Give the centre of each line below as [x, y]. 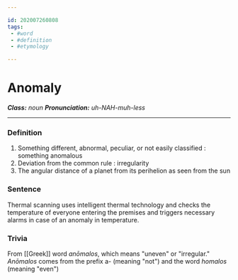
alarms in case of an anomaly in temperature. [73, 220]
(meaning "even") [33, 269]
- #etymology [30, 47]
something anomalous [50, 156]
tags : [15, 27]
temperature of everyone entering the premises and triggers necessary [111, 212]
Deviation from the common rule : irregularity [83, 163]
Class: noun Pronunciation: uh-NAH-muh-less [76, 108]
